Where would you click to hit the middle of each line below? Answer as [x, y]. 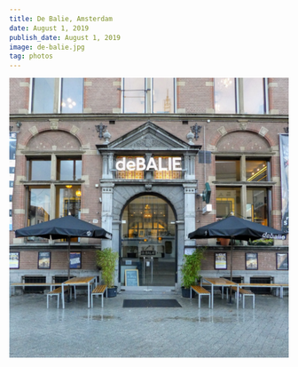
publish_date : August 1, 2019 [65, 37]
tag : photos [31, 56]
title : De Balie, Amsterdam [61, 19]
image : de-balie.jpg [47, 47]
